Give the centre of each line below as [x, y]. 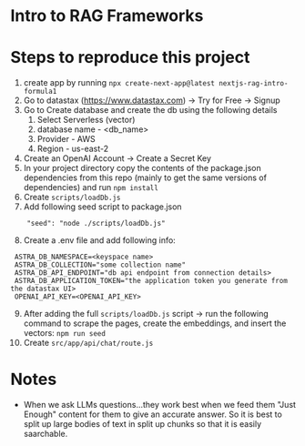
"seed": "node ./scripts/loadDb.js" [97, 224]
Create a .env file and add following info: [99, 240]
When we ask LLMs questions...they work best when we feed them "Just [160, 405]
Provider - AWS [66, 139]
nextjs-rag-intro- [254, 84]
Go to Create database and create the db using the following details [150, 110]
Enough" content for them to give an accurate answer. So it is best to [153, 414]
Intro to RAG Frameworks [107, 16]
